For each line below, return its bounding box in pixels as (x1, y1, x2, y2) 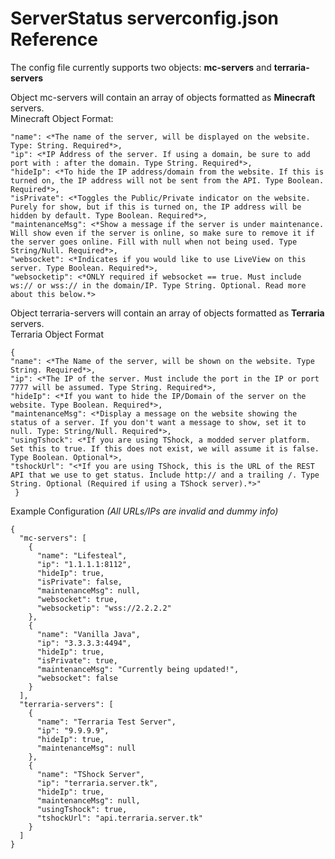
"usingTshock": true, (36, 804, 128, 814)
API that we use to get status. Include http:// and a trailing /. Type (10, 470, 320, 480)
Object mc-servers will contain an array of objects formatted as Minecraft (10, 91, 316, 103)
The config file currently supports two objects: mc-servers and (10, 61, 272, 73)
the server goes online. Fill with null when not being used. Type (10, 237, 298, 247)
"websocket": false (36, 673, 118, 683)
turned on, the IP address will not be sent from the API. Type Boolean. (10, 175, 325, 186)
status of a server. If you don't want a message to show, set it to (10, 417, 307, 427)
